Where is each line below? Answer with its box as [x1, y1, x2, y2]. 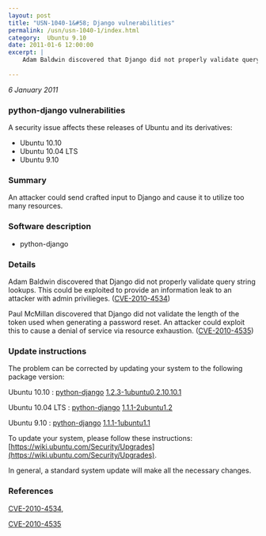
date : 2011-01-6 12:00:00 [8, 41, 93, 49]
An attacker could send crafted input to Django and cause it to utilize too [8, 193, 245, 202]
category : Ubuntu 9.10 [8, 33, 87, 42]
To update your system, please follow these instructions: [8, 434, 192, 443]
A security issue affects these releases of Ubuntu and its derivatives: [8, 123, 233, 132]
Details [8, 258, 36, 270]
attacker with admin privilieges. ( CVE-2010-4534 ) [8, 293, 171, 303]
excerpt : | [8, 48, 44, 56]
